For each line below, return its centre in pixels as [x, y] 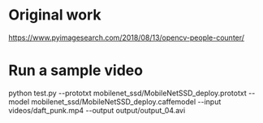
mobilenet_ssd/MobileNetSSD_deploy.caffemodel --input [126, 101]
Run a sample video [76, 70]
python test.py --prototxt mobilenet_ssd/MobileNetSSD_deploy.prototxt [128, 93]
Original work [55, 15]
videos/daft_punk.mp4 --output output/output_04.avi [97, 110]
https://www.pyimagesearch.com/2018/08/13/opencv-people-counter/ [127, 37]
